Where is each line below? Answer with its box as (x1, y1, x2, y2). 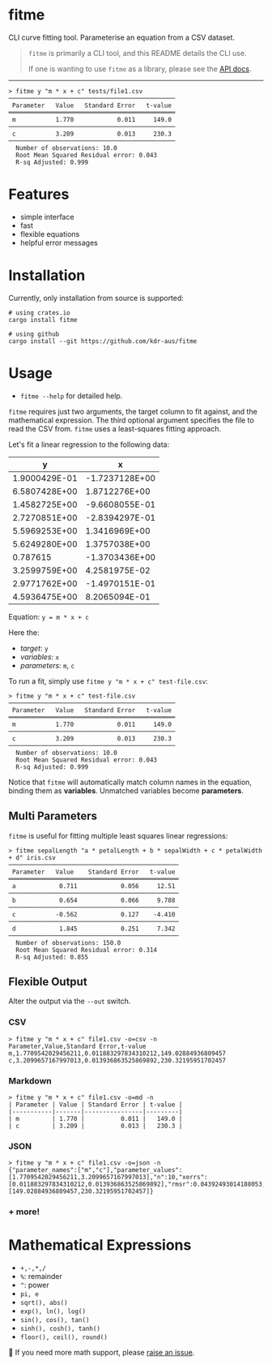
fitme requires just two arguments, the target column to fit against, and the (8, 406, 257, 416)
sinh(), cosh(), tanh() (19, 1324, 101, 1333)
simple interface (19, 212, 74, 221)
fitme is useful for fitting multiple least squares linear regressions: (8, 831, 228, 840)
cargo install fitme (8, 315, 79, 324)
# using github (8, 330, 60, 338)
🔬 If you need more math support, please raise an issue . (8, 1348, 195, 1358)
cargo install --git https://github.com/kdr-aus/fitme (8, 337, 198, 346)
